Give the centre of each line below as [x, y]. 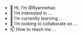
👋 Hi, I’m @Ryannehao [33, 8]
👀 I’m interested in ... [31, 13]
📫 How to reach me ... [33, 29]
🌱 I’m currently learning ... [36, 18]
